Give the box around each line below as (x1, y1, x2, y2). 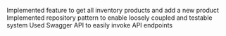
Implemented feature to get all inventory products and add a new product (6, 6, 220, 14)
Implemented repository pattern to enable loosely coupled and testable (6, 13, 213, 22)
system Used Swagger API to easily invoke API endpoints (6, 21, 173, 29)
